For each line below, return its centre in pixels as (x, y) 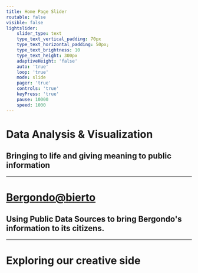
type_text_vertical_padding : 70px (59, 39)
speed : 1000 (31, 105)
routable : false (26, 17)
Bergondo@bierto (51, 197)
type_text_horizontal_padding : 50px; (63, 45)
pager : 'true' (34, 83)
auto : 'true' (33, 66)
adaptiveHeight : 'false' (47, 61)
